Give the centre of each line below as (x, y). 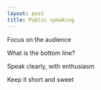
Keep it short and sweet (40, 79)
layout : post (26, 13)
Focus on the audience (39, 39)
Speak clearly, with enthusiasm (51, 66)
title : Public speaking (41, 20)
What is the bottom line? (41, 53)
